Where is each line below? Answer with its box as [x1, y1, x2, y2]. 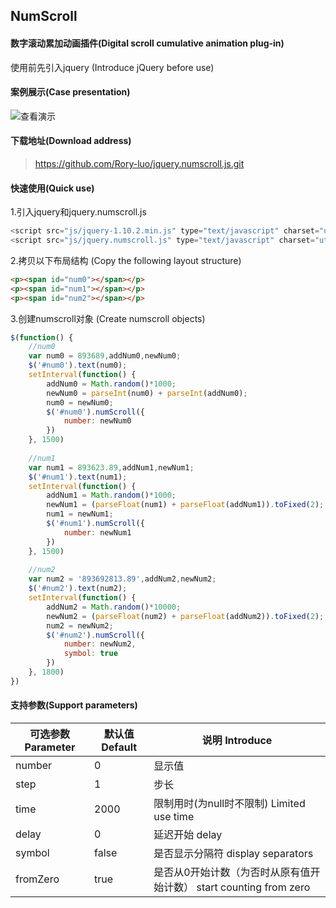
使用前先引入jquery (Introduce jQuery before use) [10, 61, 215, 73]
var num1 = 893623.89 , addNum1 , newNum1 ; [28, 462, 195, 473]
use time [153, 810, 195, 824]
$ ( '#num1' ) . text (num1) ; [28, 472, 128, 482]
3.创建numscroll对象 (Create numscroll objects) [10, 312, 206, 324]
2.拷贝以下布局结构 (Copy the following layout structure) [10, 254, 242, 266]
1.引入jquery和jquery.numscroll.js [10, 206, 147, 218]
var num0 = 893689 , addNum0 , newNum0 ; [28, 351, 182, 361]
